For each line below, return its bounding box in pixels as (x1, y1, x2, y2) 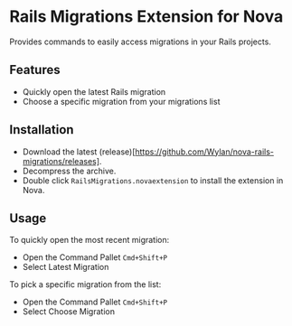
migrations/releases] (22, 155, 100, 166)
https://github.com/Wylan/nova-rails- (135, 146, 274, 157)
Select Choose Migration (22, 306, 116, 317)
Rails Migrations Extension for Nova (9, 6, 284, 27)
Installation (9, 122, 74, 137)
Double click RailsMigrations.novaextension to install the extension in (22, 174, 284, 186)
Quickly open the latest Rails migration (22, 86, 166, 97)
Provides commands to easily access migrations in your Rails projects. (9, 36, 271, 47)
